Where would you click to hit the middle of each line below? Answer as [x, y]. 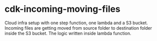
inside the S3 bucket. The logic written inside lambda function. [68, 33]
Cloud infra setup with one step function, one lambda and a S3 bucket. [76, 23]
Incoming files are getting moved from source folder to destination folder [78, 28]
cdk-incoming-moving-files [63, 9]
